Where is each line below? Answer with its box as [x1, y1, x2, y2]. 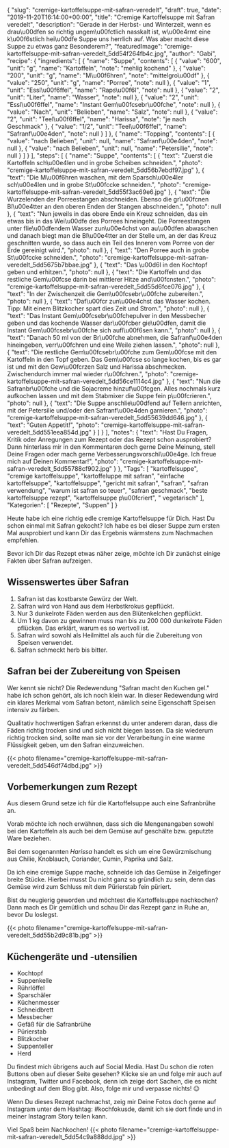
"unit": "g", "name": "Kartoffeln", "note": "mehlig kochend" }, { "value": [7, 64, 206, 72]
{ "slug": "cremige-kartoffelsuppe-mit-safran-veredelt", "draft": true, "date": [7, 6, 221, 14]
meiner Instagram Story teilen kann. [7, 1112, 108, 1121]
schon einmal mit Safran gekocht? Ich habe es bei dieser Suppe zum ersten [7, 522, 220, 530]
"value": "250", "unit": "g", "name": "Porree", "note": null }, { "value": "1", [7, 79, 211, 86]
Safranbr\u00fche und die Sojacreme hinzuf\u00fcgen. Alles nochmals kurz [7, 384, 221, 393]
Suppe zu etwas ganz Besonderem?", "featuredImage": [7, 42, 163, 50]
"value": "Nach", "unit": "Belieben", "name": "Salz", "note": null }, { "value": [7, 108, 218, 116]
